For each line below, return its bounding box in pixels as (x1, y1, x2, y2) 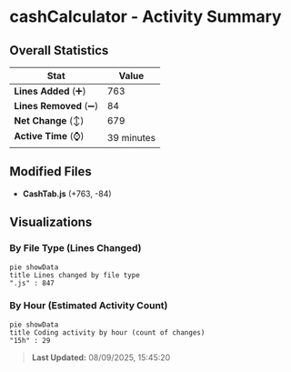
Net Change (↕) (14, 115, 85, 126)
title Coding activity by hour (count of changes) (9, 327, 206, 337)
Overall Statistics (9, 43, 109, 58)
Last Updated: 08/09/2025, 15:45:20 (31, 352, 171, 363)
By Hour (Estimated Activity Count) (9, 299, 168, 312)
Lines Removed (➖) (14, 100, 98, 112)
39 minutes (106, 131, 156, 144)
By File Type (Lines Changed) (9, 242, 142, 255)
